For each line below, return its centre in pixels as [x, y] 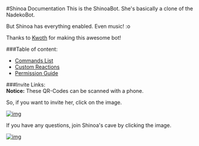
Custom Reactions [37, 67]
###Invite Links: [26, 85]
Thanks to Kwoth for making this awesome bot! [64, 38]
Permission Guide [36, 73]
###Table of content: [32, 49]
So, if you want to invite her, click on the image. [64, 102]
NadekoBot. [21, 15]
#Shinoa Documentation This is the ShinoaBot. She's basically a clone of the [100, 9]
